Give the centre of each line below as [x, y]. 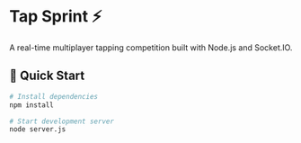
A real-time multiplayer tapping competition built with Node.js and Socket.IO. [151, 47]
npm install [31, 105]
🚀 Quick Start [47, 76]
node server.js [38, 130]
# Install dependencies [54, 96]
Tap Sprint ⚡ [56, 17]
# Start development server [62, 121]
